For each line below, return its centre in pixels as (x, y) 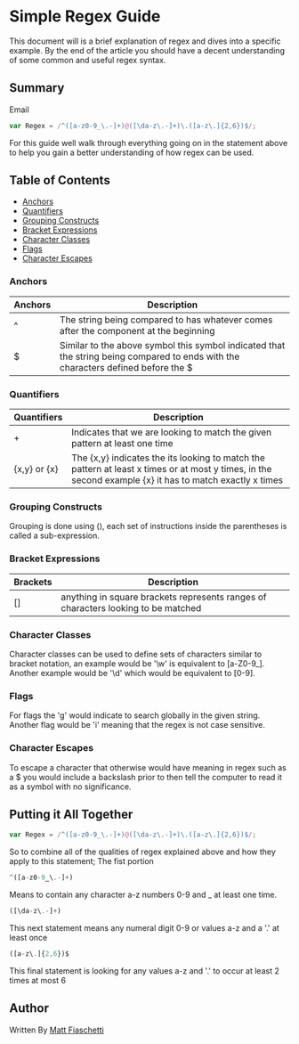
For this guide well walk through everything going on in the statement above (149, 143)
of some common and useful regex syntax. (88, 60)
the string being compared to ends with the (149, 356)
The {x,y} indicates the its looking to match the (168, 458)
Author (29, 1008)
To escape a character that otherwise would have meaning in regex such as (148, 767)
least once (28, 937)
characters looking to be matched (131, 608)
